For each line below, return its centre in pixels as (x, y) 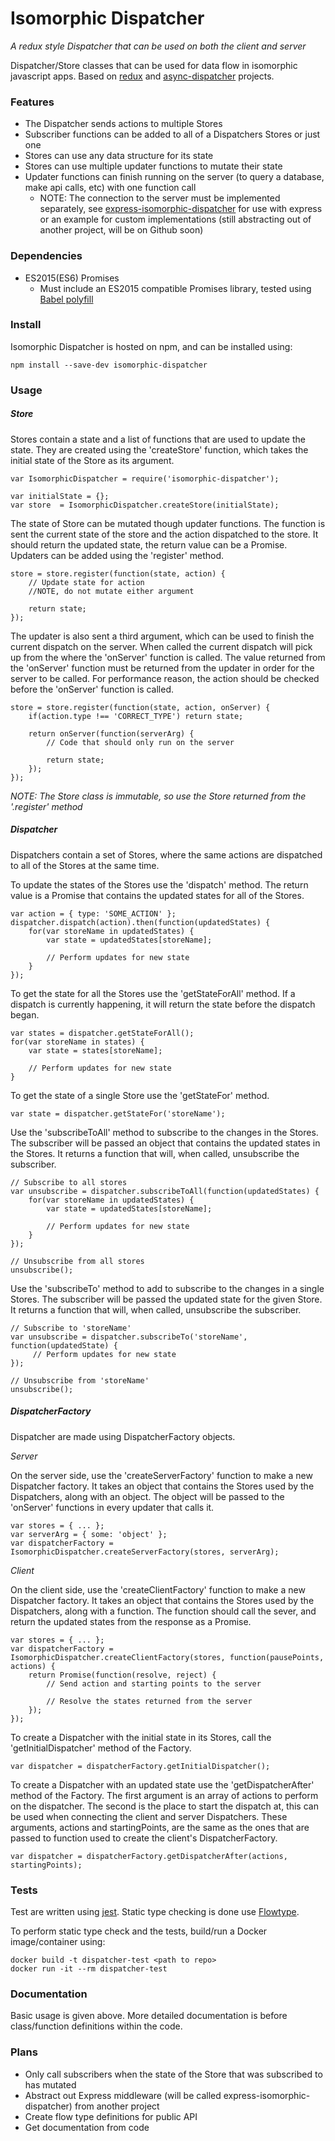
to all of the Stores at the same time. (85, 865)
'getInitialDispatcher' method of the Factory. (101, 1748)
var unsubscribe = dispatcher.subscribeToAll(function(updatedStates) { (165, 1191)
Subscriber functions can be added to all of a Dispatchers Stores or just (172, 134)
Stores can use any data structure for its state (119, 156)
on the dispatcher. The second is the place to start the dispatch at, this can (164, 1806)
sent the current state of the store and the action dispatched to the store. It (164, 534)
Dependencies (46, 256)
